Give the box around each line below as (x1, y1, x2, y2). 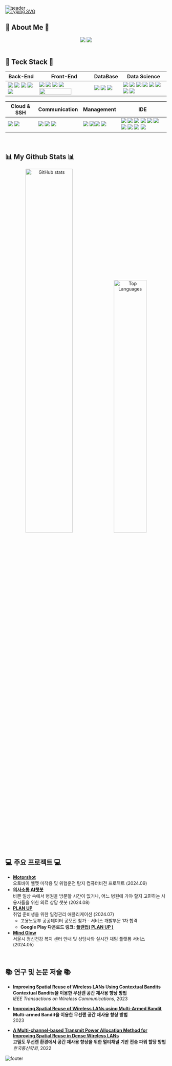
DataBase (94, 73, 118, 80)
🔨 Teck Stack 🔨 (5, 58, 54, 66)
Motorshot (12, 874, 36, 880)
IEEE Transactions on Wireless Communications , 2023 (12, 995, 128, 1002)
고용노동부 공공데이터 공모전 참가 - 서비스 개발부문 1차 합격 (20, 918, 138, 924)
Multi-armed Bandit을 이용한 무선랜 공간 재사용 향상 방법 (12, 1012, 128, 1018)
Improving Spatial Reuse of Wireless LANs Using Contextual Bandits (12, 984, 161, 990)
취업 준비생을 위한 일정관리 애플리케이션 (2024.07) (12, 911, 114, 918)
